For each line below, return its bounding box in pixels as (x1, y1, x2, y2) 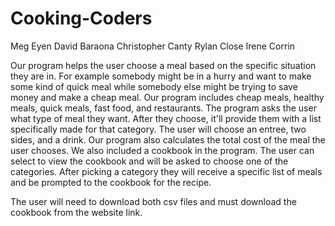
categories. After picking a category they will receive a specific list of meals (10, 165, 323, 177)
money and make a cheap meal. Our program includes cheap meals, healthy (10, 91, 325, 103)
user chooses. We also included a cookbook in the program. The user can (10, 144, 315, 156)
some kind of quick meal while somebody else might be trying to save (10, 80, 298, 92)
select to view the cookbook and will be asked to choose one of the (10, 155, 289, 167)
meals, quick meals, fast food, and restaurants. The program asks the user (10, 102, 317, 114)
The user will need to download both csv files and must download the (10, 195, 297, 207)
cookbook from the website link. (10, 206, 143, 218)
